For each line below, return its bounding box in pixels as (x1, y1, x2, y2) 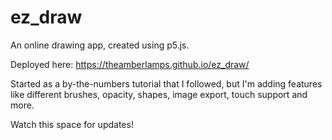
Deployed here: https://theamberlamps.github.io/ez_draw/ (10, 58, 250, 70)
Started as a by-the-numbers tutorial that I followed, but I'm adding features (10, 77, 323, 90)
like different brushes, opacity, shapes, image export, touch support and (10, 88, 308, 100)
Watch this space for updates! (10, 118, 134, 130)
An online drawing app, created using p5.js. (10, 39, 190, 51)
